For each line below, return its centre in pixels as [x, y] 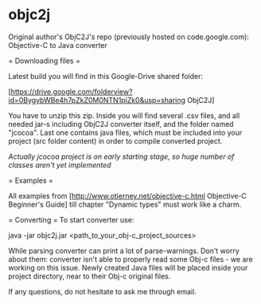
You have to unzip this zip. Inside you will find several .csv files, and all [124, 115]
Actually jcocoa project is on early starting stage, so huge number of [121, 156]
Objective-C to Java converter [58, 45]
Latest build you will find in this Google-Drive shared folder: [105, 76]
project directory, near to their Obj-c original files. [90, 276]
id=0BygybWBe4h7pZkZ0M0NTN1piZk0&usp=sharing [97, 100]
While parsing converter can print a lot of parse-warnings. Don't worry [124, 251]
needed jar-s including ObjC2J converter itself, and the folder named [121, 124]
